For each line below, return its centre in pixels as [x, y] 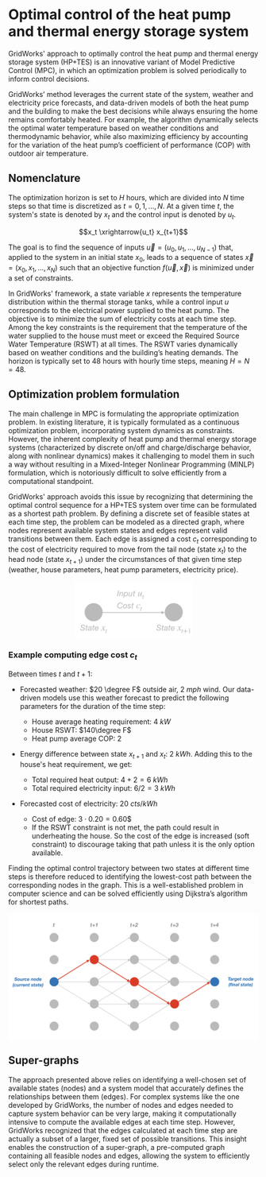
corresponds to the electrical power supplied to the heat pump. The [119, 310]
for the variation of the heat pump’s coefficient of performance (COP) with [129, 145]
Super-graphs [44, 1061]
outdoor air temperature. [48, 153]
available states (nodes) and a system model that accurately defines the [126, 1088]
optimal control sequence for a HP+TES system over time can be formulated [133, 505]
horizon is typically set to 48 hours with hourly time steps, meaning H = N [129, 361]
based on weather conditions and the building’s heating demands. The [123, 352]
